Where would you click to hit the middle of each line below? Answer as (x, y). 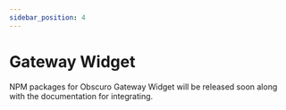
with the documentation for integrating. (81, 96)
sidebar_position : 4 (48, 17)
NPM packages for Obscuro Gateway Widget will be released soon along (143, 87)
